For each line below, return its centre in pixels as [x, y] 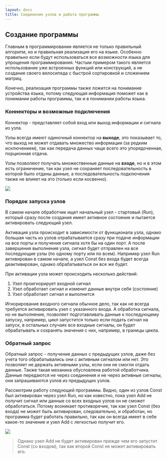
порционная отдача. [27, 153]
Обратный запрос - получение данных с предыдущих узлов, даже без [80, 354]
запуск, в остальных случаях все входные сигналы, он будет [70, 325]
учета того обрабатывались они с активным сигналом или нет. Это [77, 359]
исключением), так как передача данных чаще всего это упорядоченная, [84, 148]
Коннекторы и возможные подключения [58, 112]
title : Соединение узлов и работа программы [52, 14]
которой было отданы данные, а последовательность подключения [78, 174]
